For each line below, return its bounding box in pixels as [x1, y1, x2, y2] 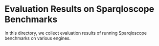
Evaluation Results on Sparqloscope [4, 3, 155, 15]
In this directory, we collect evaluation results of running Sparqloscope [4, 30, 147, 36]
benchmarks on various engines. [4, 35, 71, 41]
